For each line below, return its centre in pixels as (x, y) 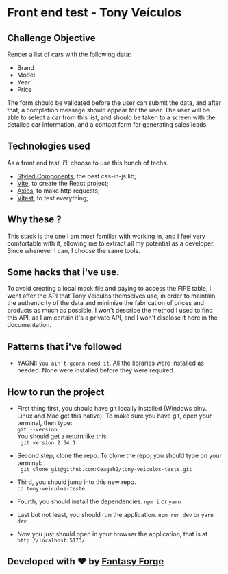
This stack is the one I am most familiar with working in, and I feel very (106, 236)
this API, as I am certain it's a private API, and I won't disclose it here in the (112, 318)
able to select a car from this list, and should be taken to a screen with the (111, 117)
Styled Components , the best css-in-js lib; (77, 176)
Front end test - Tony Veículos (94, 13)
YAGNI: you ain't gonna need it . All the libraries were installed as (110, 363)
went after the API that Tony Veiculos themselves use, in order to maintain (111, 296)
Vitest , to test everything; (53, 198)
